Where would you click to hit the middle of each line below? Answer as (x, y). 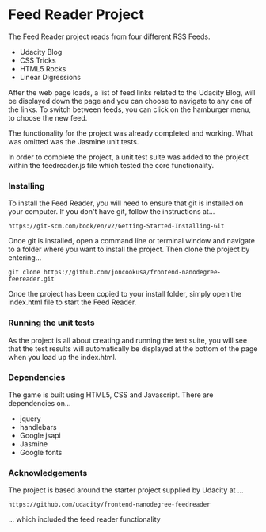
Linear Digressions (50, 77)
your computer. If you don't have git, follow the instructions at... (112, 212)
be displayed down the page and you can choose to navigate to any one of (130, 101)
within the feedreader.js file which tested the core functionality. (111, 165)
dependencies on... (40, 403)
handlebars (38, 427)
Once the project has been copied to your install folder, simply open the (125, 294)
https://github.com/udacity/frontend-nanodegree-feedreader (110, 505)
